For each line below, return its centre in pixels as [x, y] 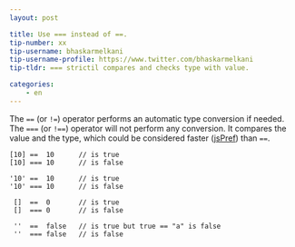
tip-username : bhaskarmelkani [67, 51]
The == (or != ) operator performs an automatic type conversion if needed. [147, 118]
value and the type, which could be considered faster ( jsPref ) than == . [140, 138]
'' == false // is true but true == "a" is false [117, 226]
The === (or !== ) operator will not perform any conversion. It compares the [148, 128]
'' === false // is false [69, 234]
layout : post [34, 18]
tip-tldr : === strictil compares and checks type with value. [129, 68]
